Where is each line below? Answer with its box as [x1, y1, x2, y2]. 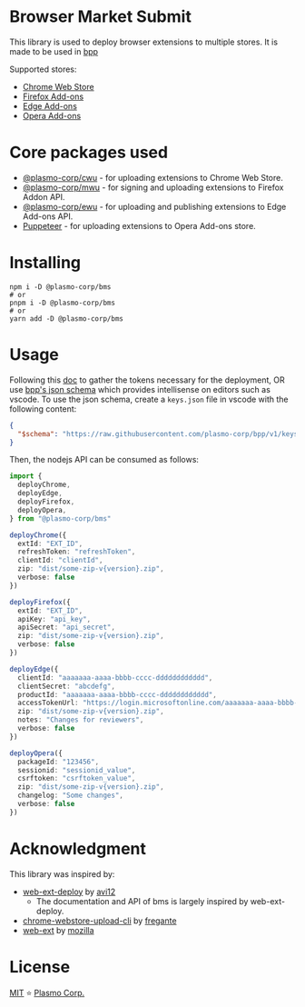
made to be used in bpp [9, 45, 98, 56]
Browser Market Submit [9, 6, 192, 27]
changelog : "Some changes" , [17, 791, 124, 801]
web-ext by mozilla [22, 924, 94, 935]
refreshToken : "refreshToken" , [17, 547, 136, 556]
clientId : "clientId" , [17, 556, 103, 565]
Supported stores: [9, 64, 77, 75]
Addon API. [22, 191, 65, 202]
